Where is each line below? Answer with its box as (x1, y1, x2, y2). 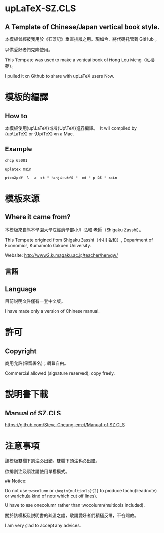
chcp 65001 (5, 158, 27, 163)
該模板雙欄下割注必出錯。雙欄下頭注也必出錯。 (5, 458, 100, 464)
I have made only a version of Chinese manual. (5, 308, 100, 314)
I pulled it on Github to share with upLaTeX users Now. (5, 73, 114, 79)
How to (5, 112, 27, 120)
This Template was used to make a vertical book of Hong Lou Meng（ (5, 57, 146, 63)
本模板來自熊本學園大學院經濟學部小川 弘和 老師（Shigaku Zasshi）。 (5, 227, 144, 233)
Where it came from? (5, 213, 71, 221)
